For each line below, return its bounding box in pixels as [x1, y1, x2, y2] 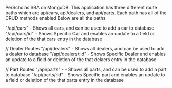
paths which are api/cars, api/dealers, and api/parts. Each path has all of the [5, 10, 167, 16]
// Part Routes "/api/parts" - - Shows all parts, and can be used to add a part [5, 66, 167, 72]
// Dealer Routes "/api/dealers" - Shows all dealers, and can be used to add [5, 46, 165, 51]
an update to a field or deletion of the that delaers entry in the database [5, 56, 157, 63]
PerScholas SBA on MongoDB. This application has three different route [5, 5, 158, 10]
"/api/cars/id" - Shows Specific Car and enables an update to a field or [5, 31, 155, 36]
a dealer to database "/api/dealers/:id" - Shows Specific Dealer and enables [5, 51, 166, 57]
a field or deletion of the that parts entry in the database [5, 77, 124, 83]
